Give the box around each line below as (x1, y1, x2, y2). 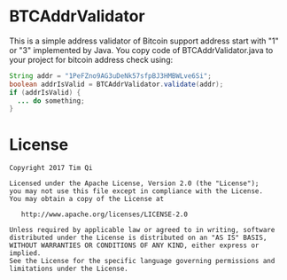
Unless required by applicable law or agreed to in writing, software (9, 226, 275, 235)
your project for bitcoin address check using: (9, 54, 174, 65)
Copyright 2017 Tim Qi (9, 164, 93, 173)
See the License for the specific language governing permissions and (9, 257, 275, 266)
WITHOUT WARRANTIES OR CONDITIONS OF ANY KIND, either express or (9, 241, 260, 250)
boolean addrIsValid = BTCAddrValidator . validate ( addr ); (9, 80, 224, 89)
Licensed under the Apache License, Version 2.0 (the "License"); (9, 179, 260, 188)
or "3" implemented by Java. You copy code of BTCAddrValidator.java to (9, 44, 274, 55)
